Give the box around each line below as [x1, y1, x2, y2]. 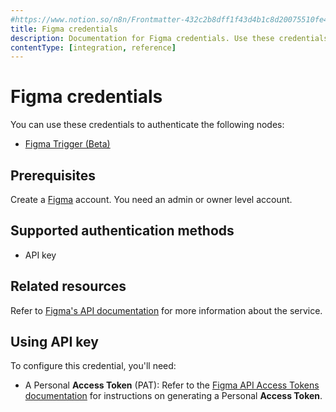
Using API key [10, 334, 99, 351]
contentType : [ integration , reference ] [10, 42, 177, 53]
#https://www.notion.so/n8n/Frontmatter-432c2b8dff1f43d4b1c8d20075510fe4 [10, 14, 329, 25]
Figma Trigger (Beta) [24, 138, 111, 150]
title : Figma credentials [10, 24, 118, 34]
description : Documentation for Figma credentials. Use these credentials [10, 33, 329, 43]
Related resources [10, 278, 127, 295]
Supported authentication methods [10, 222, 235, 240]
